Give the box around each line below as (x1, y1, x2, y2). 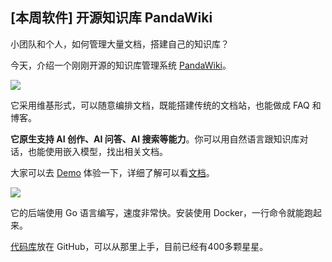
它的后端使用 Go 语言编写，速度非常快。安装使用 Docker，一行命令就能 (10, 206, 305, 218)
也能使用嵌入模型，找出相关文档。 (27, 145, 168, 157)
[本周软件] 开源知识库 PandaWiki (10, 9, 213, 27)
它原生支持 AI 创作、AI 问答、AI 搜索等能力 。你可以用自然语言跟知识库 (10, 133, 300, 145)
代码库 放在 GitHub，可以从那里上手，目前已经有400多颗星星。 (10, 240, 269, 252)
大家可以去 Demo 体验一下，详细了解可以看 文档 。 (10, 166, 215, 178)
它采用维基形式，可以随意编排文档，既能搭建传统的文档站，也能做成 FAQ (10, 99, 310, 111)
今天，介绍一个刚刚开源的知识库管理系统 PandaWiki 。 (10, 59, 232, 71)
